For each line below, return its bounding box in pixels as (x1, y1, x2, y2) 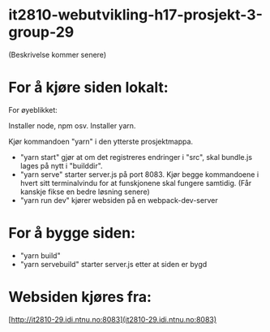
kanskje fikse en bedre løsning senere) (19, 187, 150, 196)
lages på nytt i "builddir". (19, 161, 103, 170)
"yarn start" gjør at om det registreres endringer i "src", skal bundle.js (19, 152, 253, 162)
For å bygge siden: (8, 224, 136, 243)
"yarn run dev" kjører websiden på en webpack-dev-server (19, 195, 218, 205)
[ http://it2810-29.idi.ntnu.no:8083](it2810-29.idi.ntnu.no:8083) (8, 314, 217, 324)
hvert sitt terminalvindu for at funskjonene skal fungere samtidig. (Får (19, 178, 252, 188)
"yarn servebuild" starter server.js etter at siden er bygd (19, 259, 208, 269)
